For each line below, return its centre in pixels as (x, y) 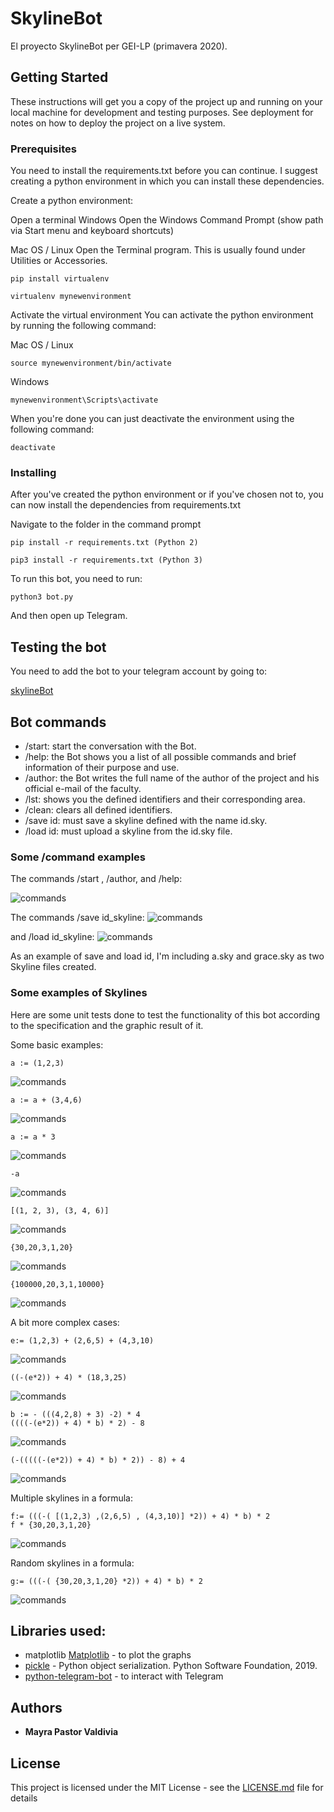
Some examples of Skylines (79, 993)
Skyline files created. (53, 967)
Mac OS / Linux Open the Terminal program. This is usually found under (158, 250)
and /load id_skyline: (52, 937)
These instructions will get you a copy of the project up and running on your (166, 101)
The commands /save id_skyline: (77, 918)
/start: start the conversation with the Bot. (110, 746)
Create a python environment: (72, 201)
